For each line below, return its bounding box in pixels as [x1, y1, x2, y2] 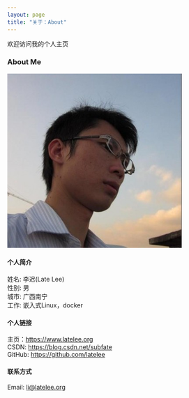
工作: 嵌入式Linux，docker [7, 301, 84, 309]
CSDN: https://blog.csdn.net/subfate [7, 343, 113, 351]
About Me [7, 57, 42, 67]
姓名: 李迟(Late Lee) [7, 275, 65, 283]
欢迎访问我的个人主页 [7, 39, 68, 48]
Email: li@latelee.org [7, 383, 66, 392]
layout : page [7, 11, 45, 18]
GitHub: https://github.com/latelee [7, 351, 106, 359]
